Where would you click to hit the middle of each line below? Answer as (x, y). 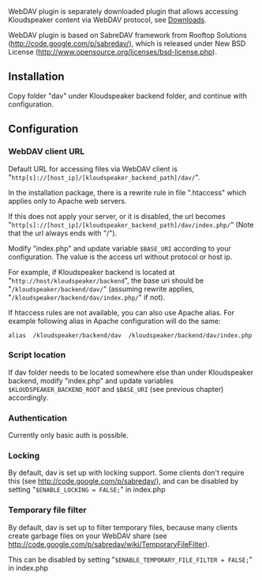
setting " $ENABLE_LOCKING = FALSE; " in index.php (87, 490)
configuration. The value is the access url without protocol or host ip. (120, 257)
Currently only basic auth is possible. (68, 435)
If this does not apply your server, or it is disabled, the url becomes (117, 216)
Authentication (37, 418)
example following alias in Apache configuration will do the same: (114, 321)
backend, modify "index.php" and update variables (91, 380)
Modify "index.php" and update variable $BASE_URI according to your (120, 248)
